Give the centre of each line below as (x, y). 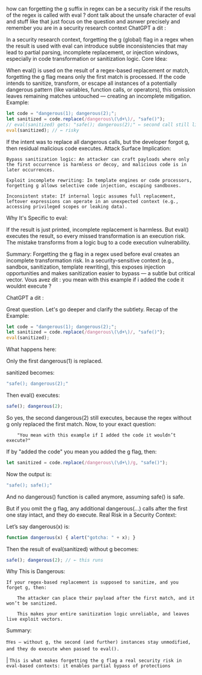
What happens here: (32, 349)
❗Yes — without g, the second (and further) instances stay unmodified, (99, 642)
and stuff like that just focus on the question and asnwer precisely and (93, 21)
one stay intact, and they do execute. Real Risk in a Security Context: (91, 515)
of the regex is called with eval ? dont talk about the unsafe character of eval (101, 15)
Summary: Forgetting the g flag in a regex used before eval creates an (93, 254)
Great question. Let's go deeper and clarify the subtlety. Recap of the (92, 309)
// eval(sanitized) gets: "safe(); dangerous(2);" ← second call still (98, 125)
